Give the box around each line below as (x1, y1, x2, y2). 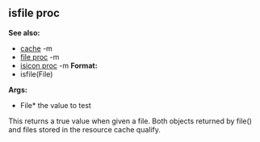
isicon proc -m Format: (19, 61, 99, 70)
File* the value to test (19, 100, 91, 110)
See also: (8, 27, 40, 37)
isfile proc (8, 6, 61, 20)
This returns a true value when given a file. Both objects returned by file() (8, 116, 253, 126)
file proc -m (19, 52, 60, 61)
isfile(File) (19, 69, 53, 79)
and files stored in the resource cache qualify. (8, 124, 161, 134)
